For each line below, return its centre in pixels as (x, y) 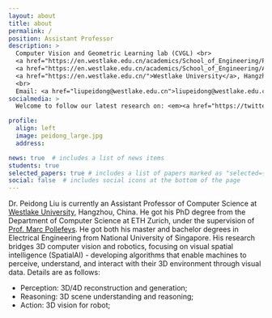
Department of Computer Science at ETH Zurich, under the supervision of (132, 221)
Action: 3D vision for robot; (65, 305)
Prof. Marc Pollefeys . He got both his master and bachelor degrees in (123, 229)
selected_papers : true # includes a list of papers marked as (115, 173)
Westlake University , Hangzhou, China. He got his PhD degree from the (127, 212)
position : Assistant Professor (61, 38)
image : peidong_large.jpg (59, 136)
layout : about (32, 16)
